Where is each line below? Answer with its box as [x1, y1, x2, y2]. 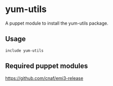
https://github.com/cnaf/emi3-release [5, 75, 84, 81]
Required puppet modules [5, 62, 88, 70]
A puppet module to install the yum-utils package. [5, 20, 108, 26]
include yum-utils [5, 48, 44, 53]
